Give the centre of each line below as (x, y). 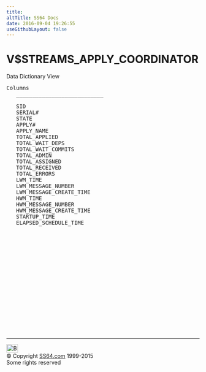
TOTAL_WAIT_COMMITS (45, 150)
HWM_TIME (29, 199)
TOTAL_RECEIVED (39, 168)
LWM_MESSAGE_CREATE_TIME (53, 192)
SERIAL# (28, 113)
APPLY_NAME (32, 131)
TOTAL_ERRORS (36, 174)
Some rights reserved (34, 363)
